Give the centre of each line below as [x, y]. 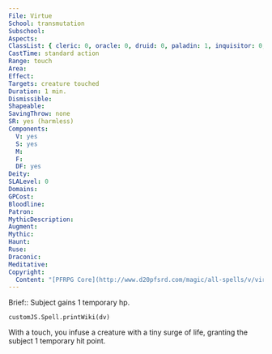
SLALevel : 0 [28, 182]
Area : [17, 69]
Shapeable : [27, 106]
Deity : [19, 174]
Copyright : [27, 272]
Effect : [21, 76]
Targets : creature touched [54, 83]
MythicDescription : [41, 220]
